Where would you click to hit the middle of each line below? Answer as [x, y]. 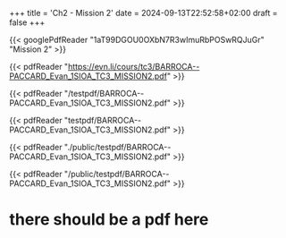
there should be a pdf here [109, 220]
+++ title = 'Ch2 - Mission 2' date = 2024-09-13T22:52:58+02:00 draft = [144, 13]
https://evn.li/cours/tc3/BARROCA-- [134, 67]
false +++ [27, 22]
